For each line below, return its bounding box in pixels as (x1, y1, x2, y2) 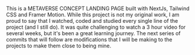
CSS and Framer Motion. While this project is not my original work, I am (6, 11, 180, 18)
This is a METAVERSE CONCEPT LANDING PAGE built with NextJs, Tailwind (6, 5, 190, 12)
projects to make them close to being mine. (6, 42, 112, 49)
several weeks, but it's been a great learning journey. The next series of (6, 30, 181, 37)
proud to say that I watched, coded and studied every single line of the (6, 18, 178, 24)
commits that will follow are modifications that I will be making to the (6, 36, 173, 43)
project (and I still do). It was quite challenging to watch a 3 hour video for (6, 23, 186, 30)
